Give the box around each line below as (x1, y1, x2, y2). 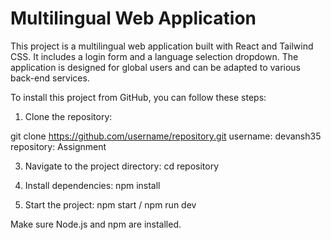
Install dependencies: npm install (24, 179, 161, 191)
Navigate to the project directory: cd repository (24, 160, 220, 172)
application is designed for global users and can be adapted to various (10, 61, 301, 73)
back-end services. (10, 72, 90, 84)
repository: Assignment (10, 140, 107, 152)
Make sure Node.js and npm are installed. (10, 218, 182, 230)
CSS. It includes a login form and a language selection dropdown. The (10, 50, 299, 62)
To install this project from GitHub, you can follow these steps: (10, 91, 267, 103)
